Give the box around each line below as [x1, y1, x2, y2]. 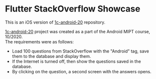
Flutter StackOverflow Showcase [5, 3, 141, 14]
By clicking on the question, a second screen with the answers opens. [12, 68, 152, 74]
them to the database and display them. [12, 53, 91, 59]
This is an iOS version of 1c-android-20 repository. [5, 19, 105, 25]
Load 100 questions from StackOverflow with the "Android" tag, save [12, 48, 149, 54]
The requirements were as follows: [5, 39, 74, 44]
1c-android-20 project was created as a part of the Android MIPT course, [5, 28, 151, 34]
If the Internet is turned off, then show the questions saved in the [12, 58, 141, 64]
